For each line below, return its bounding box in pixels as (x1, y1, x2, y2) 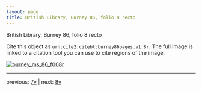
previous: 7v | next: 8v (6, 78, 62, 85)
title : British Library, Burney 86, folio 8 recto (6, 14, 136, 20)
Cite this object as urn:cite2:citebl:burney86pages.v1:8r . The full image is (6, 43, 194, 50)
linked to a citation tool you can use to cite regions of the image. (6, 49, 165, 56)
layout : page (6, 8, 39, 15)
